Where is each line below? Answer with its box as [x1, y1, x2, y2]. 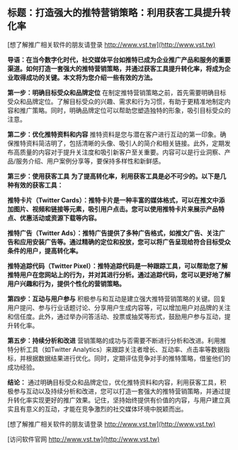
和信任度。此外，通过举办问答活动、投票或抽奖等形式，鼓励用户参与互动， [7, 312, 225, 321]
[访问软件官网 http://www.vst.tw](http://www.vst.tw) [7, 434, 160, 443]
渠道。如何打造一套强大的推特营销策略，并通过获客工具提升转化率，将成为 [7, 64, 225, 73]
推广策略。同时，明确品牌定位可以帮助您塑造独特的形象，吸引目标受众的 [19, 106, 231, 114]
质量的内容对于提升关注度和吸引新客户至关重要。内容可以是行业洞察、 [19, 148, 225, 156]
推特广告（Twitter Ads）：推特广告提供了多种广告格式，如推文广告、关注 [7, 228, 220, 237]
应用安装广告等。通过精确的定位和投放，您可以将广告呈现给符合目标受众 [19, 237, 231, 246]
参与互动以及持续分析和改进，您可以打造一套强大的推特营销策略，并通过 [13, 387, 225, 395]
